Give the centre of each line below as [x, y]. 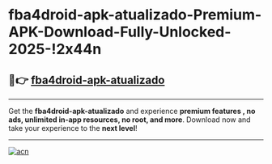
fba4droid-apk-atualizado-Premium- [135, 15]
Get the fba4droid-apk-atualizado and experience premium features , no [132, 111]
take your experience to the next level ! [73, 128]
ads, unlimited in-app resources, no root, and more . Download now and [130, 120]
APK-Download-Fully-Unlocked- [120, 32]
